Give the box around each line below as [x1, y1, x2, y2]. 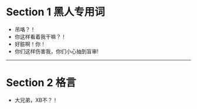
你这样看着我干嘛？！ [14, 33, 66, 40]
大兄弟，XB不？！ [14, 96, 58, 103]
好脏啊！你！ [14, 40, 46, 47]
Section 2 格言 [6, 76, 76, 90]
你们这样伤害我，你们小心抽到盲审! [14, 47, 98, 54]
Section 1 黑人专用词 [6, 5, 106, 19]
